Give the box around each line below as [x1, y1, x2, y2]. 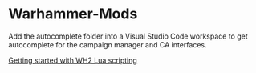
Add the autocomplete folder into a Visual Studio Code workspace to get [8, 31, 249, 41]
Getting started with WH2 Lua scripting [8, 55, 138, 65]
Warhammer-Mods [8, 5, 138, 23]
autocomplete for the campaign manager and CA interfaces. [8, 39, 207, 49]
